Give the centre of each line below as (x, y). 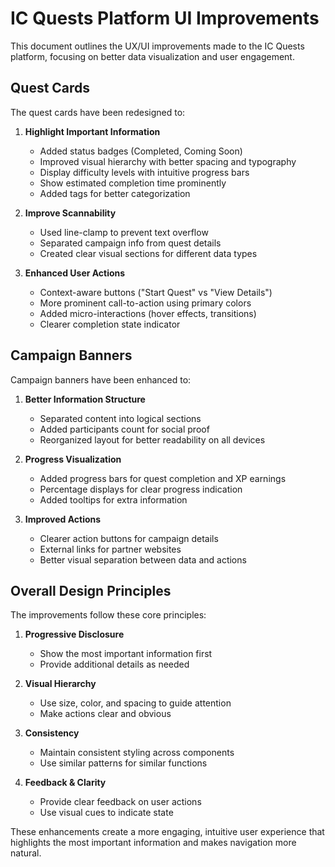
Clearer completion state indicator (110, 324)
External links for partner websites (110, 549)
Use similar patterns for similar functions (123, 763)
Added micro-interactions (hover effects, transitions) (148, 313)
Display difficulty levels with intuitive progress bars (144, 172)
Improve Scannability (70, 213)
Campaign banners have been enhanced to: (101, 379)
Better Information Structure (85, 399)
